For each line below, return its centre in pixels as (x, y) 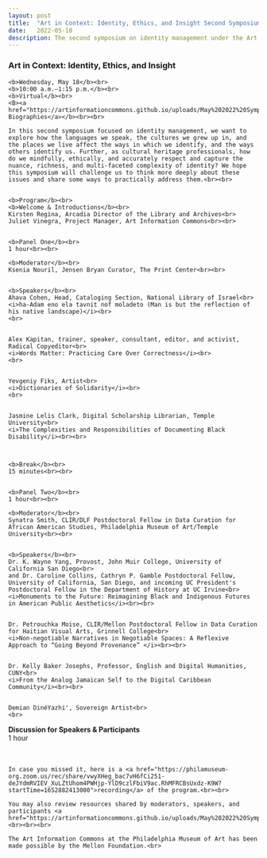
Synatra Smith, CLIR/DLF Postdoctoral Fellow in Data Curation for (122, 520)
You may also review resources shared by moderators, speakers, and (124, 804)
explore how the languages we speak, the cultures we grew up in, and (128, 137)
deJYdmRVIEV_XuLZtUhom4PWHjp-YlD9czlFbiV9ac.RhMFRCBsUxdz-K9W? (115, 783)
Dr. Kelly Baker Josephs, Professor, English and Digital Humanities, (128, 666)
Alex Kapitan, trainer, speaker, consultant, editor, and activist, (124, 339)
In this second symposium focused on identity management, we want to (128, 131)
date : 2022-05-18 (41, 30)
